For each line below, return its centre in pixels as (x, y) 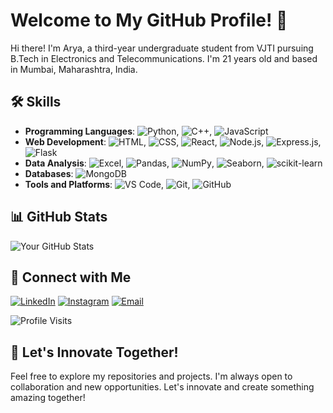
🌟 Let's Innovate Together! (94, 352)
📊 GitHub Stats (59, 217)
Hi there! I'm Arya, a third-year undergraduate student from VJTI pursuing (162, 48)
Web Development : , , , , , (173, 141)
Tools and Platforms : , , (107, 184)
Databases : (49, 173)
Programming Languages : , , (118, 131)
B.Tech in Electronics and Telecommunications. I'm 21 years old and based (164, 58)
